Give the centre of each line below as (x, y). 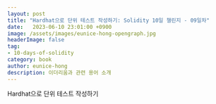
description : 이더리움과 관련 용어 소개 (59, 72)
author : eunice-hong (38, 66)
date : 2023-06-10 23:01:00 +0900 (60, 27)
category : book (30, 60)
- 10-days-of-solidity (41, 53)
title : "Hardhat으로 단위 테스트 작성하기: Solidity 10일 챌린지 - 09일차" (109, 20)
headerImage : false (36, 40)
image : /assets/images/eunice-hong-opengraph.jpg (82, 33)
